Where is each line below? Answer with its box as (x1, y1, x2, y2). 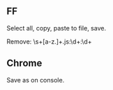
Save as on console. (6, 75, 65, 84)
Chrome (6, 57, 43, 69)
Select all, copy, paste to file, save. (6, 24, 106, 32)
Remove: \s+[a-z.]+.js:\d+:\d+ (6, 37, 92, 46)
